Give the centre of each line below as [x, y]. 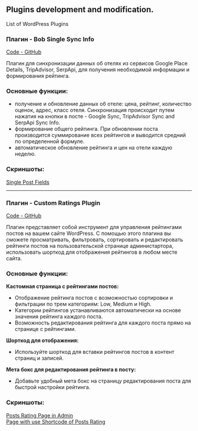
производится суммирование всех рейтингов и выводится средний [100, 135]
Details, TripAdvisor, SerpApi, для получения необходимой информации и [98, 69]
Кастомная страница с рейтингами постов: [62, 286]
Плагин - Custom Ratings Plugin [53, 203]
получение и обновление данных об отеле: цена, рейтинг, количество [103, 104]
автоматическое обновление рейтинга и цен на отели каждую [93, 148]
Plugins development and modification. [80, 10]
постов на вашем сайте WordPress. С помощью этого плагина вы [89, 233]
